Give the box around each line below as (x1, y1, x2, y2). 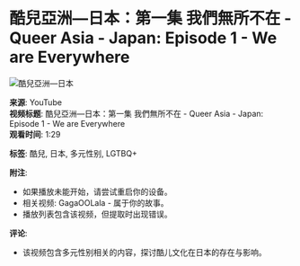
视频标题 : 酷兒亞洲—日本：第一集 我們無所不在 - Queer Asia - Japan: (9, 108, 264, 119)
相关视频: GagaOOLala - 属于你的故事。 (22, 197, 169, 208)
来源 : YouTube (9, 96, 63, 108)
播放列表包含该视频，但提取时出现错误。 (22, 208, 172, 219)
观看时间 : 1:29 (9, 129, 61, 139)
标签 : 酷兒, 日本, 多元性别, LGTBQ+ (9, 147, 137, 158)
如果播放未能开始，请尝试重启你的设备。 (22, 186, 172, 197)
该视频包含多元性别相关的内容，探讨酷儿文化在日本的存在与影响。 (22, 246, 267, 257)
